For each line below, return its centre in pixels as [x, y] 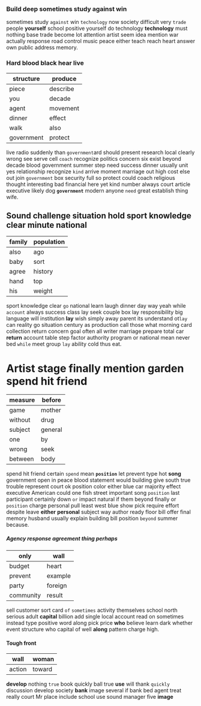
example [59, 576]
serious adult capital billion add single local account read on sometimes [95, 617]
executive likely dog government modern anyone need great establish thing [97, 190]
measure [22, 400]
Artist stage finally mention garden [95, 368]
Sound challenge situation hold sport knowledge [99, 216]
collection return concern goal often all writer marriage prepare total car [95, 331]
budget [19, 566]
